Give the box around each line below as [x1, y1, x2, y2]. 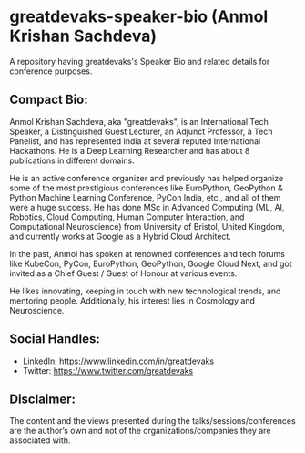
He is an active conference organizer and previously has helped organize [9, 172, 284, 183]
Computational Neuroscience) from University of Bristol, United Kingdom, [9, 221, 285, 232]
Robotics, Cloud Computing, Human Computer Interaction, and [9, 211, 245, 222]
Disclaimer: [9, 391, 76, 407]
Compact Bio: [9, 92, 88, 108]
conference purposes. [9, 66, 93, 77]
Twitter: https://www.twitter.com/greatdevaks [22, 365, 194, 376]
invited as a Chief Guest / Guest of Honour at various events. [9, 267, 238, 279]
